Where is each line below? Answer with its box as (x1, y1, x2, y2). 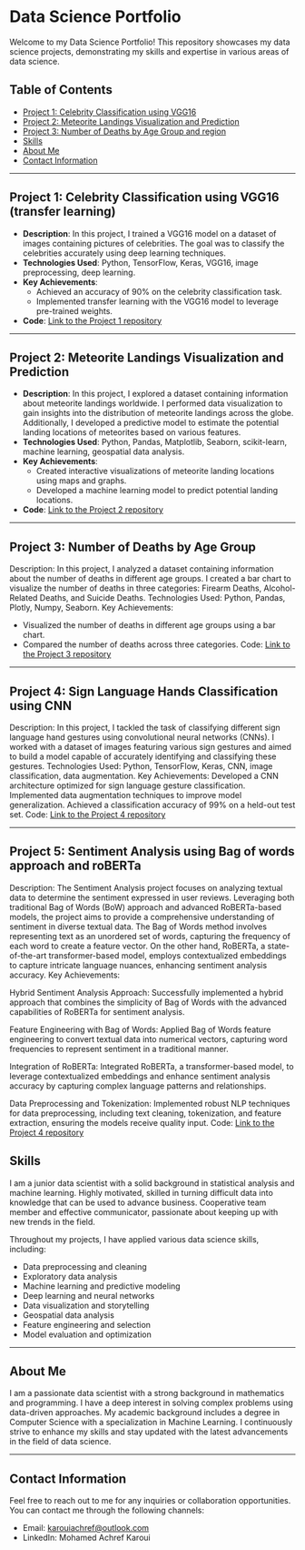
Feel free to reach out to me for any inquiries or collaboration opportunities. (9, 1495, 291, 1506)
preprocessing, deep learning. (22, 267, 136, 278)
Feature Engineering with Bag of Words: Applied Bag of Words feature (9, 1024, 271, 1035)
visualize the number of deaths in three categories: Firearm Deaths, (9, 583, 262, 593)
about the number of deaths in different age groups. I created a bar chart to (9, 573, 292, 584)
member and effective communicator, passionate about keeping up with (9, 1206, 279, 1217)
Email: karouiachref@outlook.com (22, 1523, 150, 1534)
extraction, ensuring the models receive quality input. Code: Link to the (9, 1117, 275, 1128)
